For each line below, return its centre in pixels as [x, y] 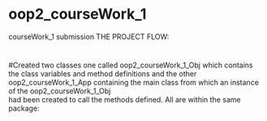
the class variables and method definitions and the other [103, 74]
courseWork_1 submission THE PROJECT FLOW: [89, 37]
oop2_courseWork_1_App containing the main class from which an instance [134, 83]
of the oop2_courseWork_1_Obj [60, 91]
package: [24, 108]
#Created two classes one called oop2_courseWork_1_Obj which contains [131, 65]
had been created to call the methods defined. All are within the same [125, 100]
